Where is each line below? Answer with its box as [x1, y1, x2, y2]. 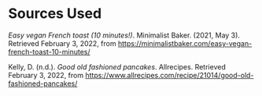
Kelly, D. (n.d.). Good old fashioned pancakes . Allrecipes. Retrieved [8, 62, 226, 71]
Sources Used [8, 5, 102, 23]
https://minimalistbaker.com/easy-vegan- [117, 38, 253, 48]
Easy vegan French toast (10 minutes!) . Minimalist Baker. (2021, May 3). [8, 30, 240, 40]
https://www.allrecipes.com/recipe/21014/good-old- [85, 70, 254, 80]
